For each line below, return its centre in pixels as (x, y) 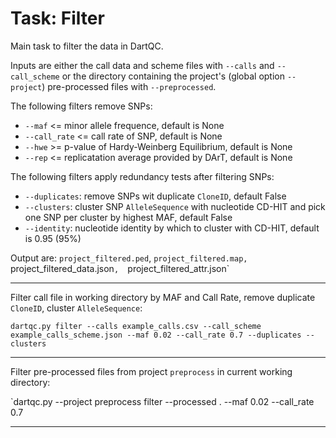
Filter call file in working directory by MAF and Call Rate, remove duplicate (163, 297)
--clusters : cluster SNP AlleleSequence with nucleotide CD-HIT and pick (175, 206)
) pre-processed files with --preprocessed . (129, 86)
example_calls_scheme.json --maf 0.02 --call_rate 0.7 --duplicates (156, 335)
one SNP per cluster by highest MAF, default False (128, 217)
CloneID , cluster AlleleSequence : (76, 308)
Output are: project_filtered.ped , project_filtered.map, (129, 258)
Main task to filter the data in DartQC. (87, 46)
